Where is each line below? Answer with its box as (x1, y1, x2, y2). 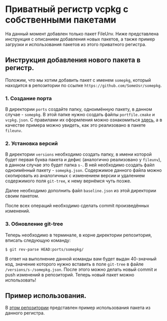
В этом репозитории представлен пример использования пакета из (5, 304, 151, 311)
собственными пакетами (5, 14, 116, 26)
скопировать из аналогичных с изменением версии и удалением (5, 173, 145, 179)
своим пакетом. (5, 193, 39, 199)
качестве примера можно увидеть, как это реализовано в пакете (5, 122, 146, 128)
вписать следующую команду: (5, 237, 71, 243)
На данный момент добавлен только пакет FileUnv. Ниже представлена (5, 31, 159, 37)
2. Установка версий (5, 140, 58, 147)
